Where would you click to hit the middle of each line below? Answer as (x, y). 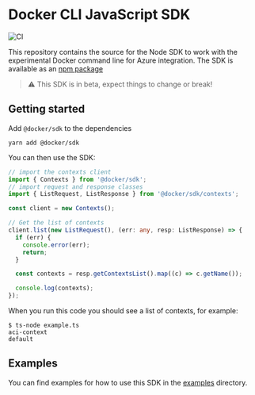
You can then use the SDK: (52, 157)
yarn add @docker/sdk (44, 143)
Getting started (47, 109)
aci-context (28, 332)
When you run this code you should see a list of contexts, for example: (123, 311)
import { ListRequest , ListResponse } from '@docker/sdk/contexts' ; (124, 194)
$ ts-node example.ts (44, 325)
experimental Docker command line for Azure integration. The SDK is (121, 60)
